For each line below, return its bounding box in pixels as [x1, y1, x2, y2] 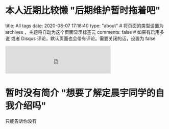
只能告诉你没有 [5, 118, 37, 124]
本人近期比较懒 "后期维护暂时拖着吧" [5, 5, 161, 16]
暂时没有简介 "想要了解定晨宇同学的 [5, 88, 156, 99]
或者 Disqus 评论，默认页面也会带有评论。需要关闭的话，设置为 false [11, 35, 156, 41]
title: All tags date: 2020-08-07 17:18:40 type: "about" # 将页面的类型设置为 [5, 23, 164, 29]
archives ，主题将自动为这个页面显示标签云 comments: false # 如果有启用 [5, 29, 160, 35]
